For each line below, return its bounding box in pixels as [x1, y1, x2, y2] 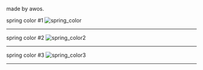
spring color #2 [6, 34, 45, 41]
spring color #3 [6, 51, 45, 59]
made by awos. [6, 5, 44, 12]
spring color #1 [6, 17, 43, 24]
